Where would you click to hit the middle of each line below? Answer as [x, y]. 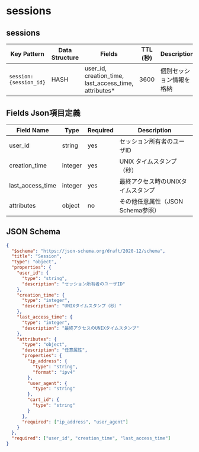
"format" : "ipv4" [54, 372]
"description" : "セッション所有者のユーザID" [73, 284]
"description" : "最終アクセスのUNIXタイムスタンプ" [80, 328]
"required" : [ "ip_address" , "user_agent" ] [75, 422]
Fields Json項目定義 [44, 113]
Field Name [33, 130]
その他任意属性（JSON [151, 201]
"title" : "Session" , [37, 256]
